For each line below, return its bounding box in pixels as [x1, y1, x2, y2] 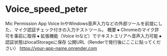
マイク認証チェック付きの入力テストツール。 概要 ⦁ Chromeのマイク [14, 26, 155, 33]
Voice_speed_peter [5, 3, 88, 15]
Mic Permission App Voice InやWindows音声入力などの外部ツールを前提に [5, 20, 158, 26]
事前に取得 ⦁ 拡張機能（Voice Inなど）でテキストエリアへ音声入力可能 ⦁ [14, 33, 162, 39]
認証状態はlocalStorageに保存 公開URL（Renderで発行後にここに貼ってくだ [5, 39, 161, 45]
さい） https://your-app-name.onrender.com [5, 45, 97, 51]
